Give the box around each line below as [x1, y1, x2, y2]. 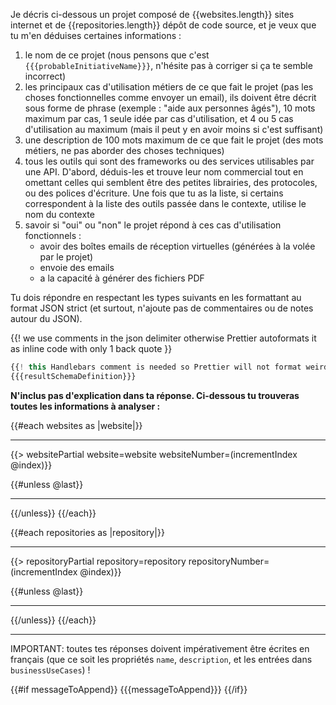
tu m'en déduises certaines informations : [10, 30, 182, 41]
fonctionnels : [24, 230, 82, 241]
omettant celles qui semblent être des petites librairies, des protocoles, [24, 177, 318, 188]
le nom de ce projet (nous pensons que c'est [24, 49, 210, 61]
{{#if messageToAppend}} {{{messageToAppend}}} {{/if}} [10, 683, 248, 695]
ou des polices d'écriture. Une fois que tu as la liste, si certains [24, 187, 284, 199]
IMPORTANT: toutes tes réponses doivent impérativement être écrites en [10, 642, 310, 654]
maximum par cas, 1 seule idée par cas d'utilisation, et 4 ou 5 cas [24, 113, 294, 124]
